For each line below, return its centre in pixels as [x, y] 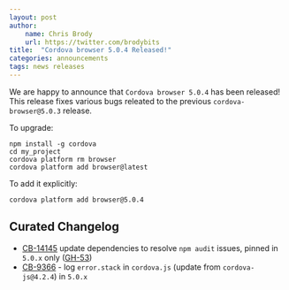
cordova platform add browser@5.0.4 [76, 200]
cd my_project [35, 151]
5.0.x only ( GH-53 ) [57, 257]
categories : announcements [59, 58]
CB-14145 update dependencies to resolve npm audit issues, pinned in [150, 248]
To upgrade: [31, 127]
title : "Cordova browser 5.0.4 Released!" [91, 50]
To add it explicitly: [43, 183]
